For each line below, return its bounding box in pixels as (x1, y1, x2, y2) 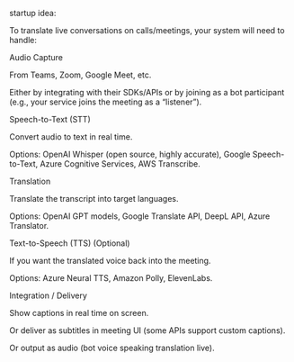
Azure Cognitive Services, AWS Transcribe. (40, 158, 200, 169)
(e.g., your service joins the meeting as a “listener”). (9, 96, 202, 107)
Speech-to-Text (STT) (9, 114, 92, 124)
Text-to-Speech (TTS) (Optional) (9, 238, 130, 249)
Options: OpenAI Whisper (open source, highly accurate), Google (9, 149, 251, 159)
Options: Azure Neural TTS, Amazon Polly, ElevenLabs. (9, 273, 213, 283)
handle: (9, 35, 38, 45)
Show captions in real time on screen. (9, 308, 149, 318)
